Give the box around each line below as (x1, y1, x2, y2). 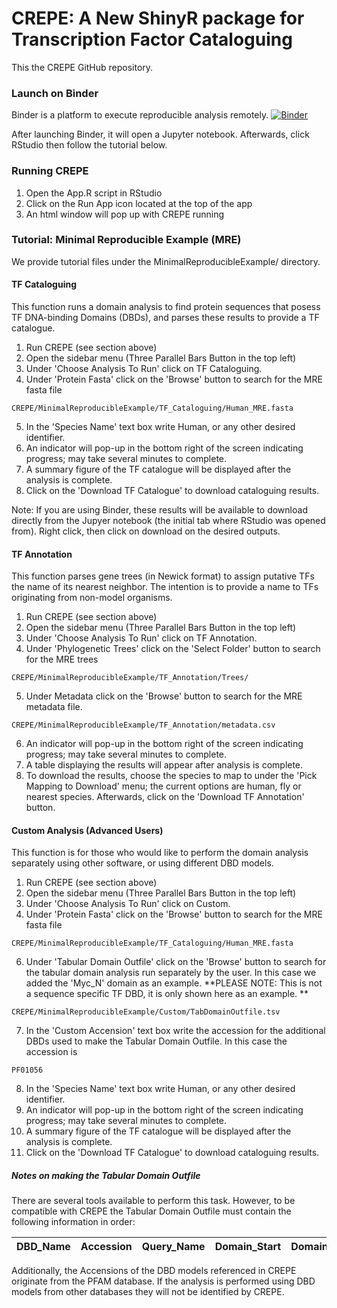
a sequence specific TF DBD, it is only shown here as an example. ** (25, 988, 309, 1000)
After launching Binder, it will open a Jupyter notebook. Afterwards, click (11, 128, 310, 141)
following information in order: (11, 1216, 136, 1228)
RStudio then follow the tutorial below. (11, 139, 168, 151)
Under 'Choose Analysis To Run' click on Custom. (25, 898, 231, 910)
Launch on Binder (11, 86, 99, 100)
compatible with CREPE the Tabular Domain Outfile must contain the (11, 1205, 292, 1217)
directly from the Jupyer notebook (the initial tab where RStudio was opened (11, 515, 326, 527)
